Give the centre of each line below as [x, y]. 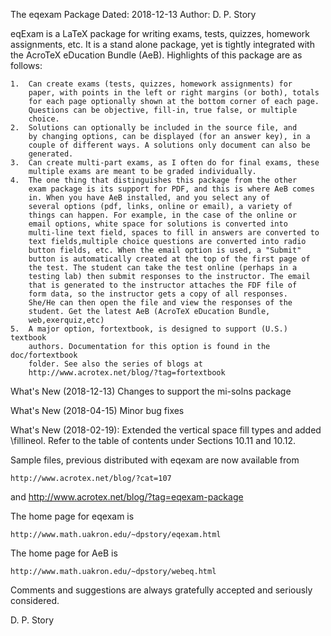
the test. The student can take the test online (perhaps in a [163, 268]
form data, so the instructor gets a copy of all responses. [158, 294]
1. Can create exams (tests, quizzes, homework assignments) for [151, 84]
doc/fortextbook [44, 355]
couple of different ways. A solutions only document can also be [169, 145]
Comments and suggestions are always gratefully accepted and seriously [161, 590]
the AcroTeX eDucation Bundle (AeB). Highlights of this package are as [156, 55]
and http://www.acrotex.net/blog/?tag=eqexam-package [127, 497]
